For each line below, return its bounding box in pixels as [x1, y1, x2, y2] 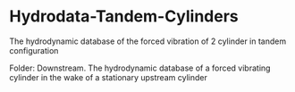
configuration [9, 45, 59, 55]
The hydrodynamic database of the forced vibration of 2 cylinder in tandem [9, 36, 287, 46]
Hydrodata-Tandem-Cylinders [9, 6, 239, 27]
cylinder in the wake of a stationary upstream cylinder [9, 71, 207, 82]
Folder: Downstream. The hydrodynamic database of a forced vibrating [9, 63, 271, 73]
